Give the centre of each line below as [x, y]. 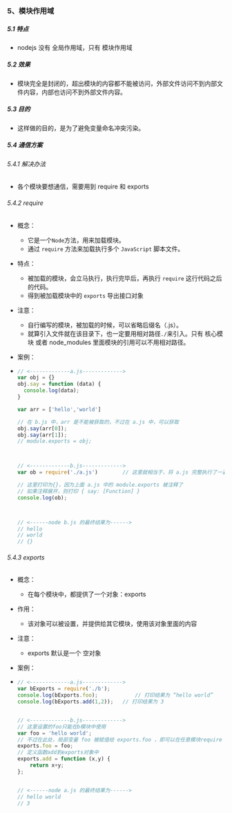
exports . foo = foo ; [45, 746]
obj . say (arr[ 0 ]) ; [42, 428]
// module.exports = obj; [54, 441]
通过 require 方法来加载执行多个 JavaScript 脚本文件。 [106, 249]
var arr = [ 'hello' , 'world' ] [59, 409]
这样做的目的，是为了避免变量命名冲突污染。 [81, 128]
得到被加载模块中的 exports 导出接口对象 [85, 295]
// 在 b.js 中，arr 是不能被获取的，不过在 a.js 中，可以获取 [98, 422]
